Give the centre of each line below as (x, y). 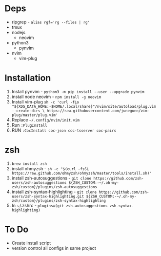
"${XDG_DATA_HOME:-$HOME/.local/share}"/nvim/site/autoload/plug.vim (84, 106)
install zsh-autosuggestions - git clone (51, 178)
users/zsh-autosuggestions (39, 183)
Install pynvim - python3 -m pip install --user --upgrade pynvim (78, 91)
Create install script (31, 243)
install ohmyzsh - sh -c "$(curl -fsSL (50, 168)
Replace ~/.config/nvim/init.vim (46, 119)
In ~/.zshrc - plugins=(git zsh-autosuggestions (60, 205)
